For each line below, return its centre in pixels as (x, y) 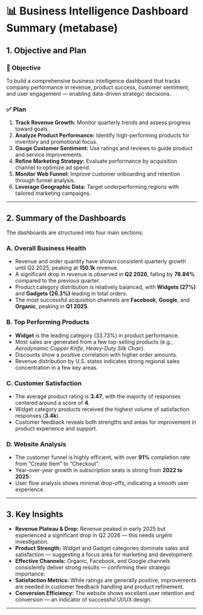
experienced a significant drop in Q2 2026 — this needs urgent (93, 535)
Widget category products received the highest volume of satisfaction (102, 409)
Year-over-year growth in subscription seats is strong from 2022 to (99, 470)
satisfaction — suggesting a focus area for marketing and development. (104, 554)
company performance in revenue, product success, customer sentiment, (98, 87)
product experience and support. (56, 428)
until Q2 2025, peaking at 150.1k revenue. (67, 268)
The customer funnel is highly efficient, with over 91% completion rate (102, 458)
